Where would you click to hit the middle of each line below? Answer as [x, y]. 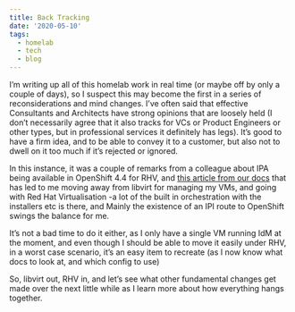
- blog [29, 59]
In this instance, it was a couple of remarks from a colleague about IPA [139, 168]
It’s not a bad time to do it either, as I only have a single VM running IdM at [145, 233]
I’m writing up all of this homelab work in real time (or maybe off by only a [144, 84]
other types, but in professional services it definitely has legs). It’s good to [146, 132]
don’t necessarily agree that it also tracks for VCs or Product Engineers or [145, 122]
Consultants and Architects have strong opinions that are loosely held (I [141, 113]
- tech [29, 51]
